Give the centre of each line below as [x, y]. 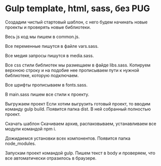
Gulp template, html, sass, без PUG [78, 9]
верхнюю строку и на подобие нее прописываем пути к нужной [72, 70]
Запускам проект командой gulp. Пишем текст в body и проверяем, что [80, 153]
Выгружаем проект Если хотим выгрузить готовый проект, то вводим [78, 104]
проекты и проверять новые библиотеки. [48, 27]
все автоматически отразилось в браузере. [51, 158]
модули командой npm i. [30, 129]
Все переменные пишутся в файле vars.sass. [52, 46]
